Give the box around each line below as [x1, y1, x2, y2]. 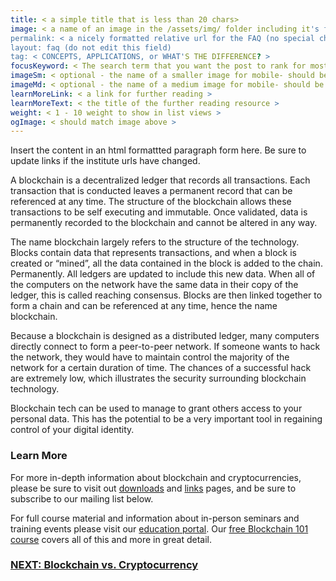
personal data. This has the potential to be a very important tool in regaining [10, 413, 323, 425]
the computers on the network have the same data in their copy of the [10, 279, 299, 291]
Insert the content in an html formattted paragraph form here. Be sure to [10, 144, 307, 156]
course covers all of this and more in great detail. [10, 533, 212, 545]
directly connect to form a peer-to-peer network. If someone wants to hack [10, 341, 321, 353]
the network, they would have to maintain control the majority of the [10, 351, 290, 363]
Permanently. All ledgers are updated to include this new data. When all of [10, 268, 316, 280]
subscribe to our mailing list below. [10, 492, 154, 505]
